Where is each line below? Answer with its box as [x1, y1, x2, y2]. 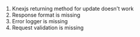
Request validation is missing [11, 24, 84, 31]
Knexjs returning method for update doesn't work [11, 5, 134, 12]
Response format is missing [11, 11, 81, 18]
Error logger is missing [11, 18, 68, 24]
